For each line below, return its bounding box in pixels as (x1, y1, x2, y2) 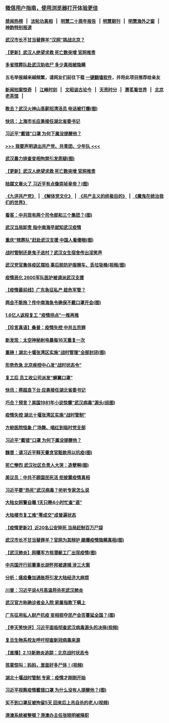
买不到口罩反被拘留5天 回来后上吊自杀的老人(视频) (5, 699, 110, 705)
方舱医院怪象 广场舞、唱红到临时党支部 (5, 424, 86, 430)
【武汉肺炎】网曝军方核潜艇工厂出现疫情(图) (5, 549, 97, 555)
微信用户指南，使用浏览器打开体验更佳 (5, 4, 98, 11)
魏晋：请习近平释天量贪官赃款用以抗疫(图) (5, 450, 93, 456)
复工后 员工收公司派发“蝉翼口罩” (5, 374, 73, 380)
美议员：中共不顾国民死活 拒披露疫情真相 (5, 474, 91, 480)
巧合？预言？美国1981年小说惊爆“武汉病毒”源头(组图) (5, 399, 116, 405)
